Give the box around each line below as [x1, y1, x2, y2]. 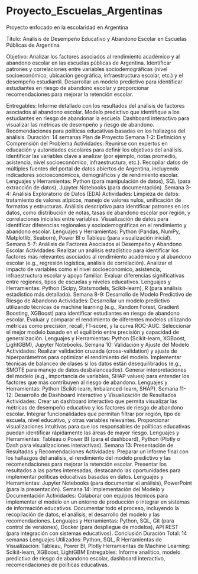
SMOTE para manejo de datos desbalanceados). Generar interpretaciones [6, 366, 187, 373]
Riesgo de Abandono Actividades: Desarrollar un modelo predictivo [6, 297, 170, 304]
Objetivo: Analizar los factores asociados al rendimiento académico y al [6, 53, 180, 60]
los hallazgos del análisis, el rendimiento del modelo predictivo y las [6, 454, 171, 461]
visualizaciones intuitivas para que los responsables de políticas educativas [6, 423, 190, 430]
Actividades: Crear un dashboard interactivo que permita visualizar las [6, 398, 177, 405]
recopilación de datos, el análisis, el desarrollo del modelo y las [6, 511, 160, 518]
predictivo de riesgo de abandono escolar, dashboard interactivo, [6, 554, 165, 562]
